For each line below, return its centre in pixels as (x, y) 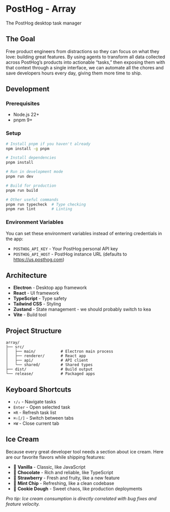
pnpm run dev (20, 176)
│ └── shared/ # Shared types (50, 365)
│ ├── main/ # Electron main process (60, 352)
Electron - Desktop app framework (50, 288)
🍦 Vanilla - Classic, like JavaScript (49, 467)
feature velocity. (23, 504)
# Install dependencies (31, 158)
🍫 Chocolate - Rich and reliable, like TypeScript (63, 472)
